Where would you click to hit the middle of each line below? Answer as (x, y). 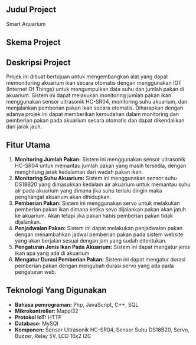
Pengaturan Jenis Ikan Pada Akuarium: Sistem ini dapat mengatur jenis (102, 247)
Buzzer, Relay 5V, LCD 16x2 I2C (53, 336)
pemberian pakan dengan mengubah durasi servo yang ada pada (94, 266)
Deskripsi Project (38, 62)
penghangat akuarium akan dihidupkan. (63, 197)
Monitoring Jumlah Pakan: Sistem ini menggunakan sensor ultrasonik (100, 159)
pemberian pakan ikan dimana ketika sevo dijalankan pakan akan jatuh (100, 209)
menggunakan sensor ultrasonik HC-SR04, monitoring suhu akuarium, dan (97, 102)
